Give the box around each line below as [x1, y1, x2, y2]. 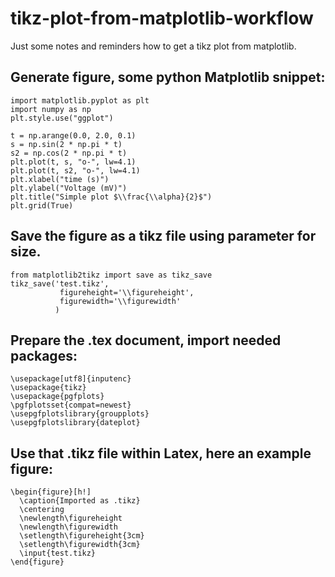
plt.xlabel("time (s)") [10, 174, 110, 184]
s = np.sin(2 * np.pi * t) [10, 139, 123, 149]
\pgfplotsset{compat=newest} [10, 400, 132, 411]
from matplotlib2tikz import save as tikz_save [10, 270, 213, 280]
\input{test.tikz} [19, 548, 97, 559]
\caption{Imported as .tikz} [19, 496, 141, 506]
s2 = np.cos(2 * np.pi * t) [10, 148, 128, 158]
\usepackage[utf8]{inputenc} [10, 374, 132, 384]
